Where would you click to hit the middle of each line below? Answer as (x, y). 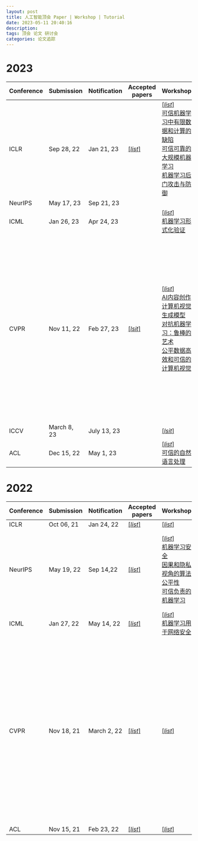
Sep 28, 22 (64, 149)
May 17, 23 (65, 203)
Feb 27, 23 (103, 328)
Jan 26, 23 (64, 221)
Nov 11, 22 (65, 328)
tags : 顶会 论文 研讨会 (32, 34)
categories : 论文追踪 (31, 39)
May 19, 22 (65, 569)
